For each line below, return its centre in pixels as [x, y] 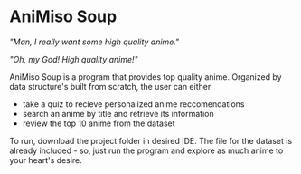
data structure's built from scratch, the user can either [110, 86]
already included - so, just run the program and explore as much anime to [146, 150]
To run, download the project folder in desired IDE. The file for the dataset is [151, 140]
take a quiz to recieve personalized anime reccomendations [133, 104]
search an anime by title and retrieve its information [118, 113]
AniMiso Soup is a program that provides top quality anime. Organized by [146, 77]
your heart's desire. [46, 159]
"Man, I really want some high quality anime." [94, 42]
